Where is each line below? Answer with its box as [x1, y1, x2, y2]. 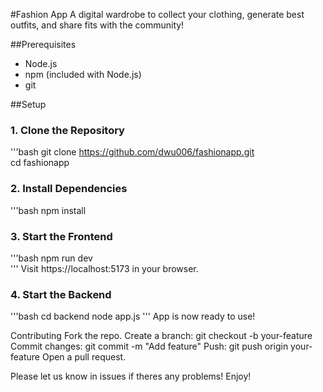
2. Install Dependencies [10, 182, 128, 196]
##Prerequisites [10, 39, 77, 50]
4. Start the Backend [10, 287, 112, 301]
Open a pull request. [41, 351, 127, 363]
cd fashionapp [10, 157, 70, 169]
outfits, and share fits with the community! [10, 19, 185, 31]
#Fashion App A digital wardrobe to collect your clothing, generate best [10, 9, 305, 20]
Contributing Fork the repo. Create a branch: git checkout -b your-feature [10, 330, 313, 342]
